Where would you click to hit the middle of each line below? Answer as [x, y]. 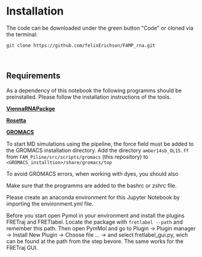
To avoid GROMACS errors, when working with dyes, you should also [92, 173]
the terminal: [22, 34]
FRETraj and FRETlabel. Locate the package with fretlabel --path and [95, 222]
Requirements [33, 76]
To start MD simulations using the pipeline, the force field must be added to [100, 144]
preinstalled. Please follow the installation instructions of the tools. [89, 97]
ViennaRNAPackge [31, 108]
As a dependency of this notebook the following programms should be [94, 90]
